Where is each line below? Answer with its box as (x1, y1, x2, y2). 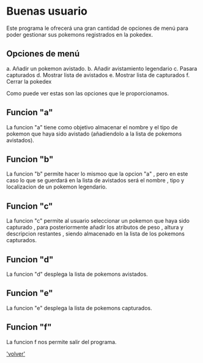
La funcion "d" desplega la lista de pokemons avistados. (6, 270, 148, 278)
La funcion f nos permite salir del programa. (6, 338, 117, 345)
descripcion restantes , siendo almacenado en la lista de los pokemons (6, 230, 185, 237)
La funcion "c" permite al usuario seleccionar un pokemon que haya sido (6, 217, 190, 225)
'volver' (6, 350, 26, 358)
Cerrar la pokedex (6, 77, 52, 85)
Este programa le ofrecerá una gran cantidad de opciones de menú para (6, 24, 188, 32)
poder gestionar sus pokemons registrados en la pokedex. (6, 31, 153, 38)
